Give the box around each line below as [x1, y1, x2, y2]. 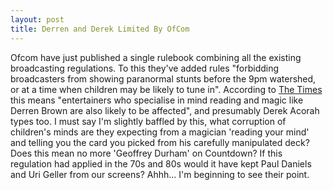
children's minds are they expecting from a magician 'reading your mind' [10, 126, 310, 138]
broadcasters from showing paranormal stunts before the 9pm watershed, [10, 72, 317, 85]
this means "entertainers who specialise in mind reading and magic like [10, 94, 304, 106]
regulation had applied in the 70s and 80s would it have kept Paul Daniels [10, 157, 312, 170]
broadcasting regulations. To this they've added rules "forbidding [10, 62, 280, 74]
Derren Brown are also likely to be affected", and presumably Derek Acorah [10, 104, 320, 116]
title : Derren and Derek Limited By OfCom [10, 24, 190, 34]
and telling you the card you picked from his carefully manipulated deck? [10, 136, 310, 148]
